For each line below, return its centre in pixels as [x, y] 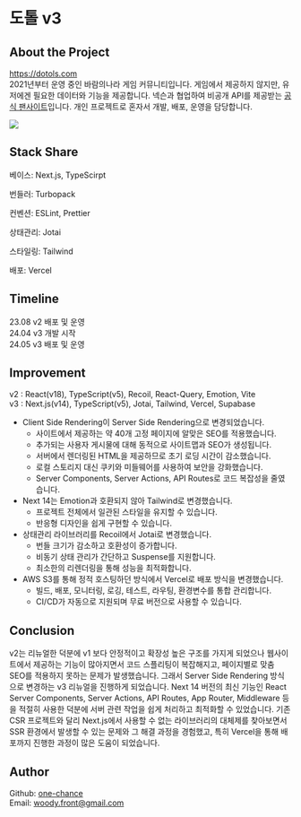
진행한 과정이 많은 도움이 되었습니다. [96, 743]
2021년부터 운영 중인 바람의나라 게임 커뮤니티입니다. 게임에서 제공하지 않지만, [145, 84]
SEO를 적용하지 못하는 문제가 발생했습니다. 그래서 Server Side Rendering [139, 676]
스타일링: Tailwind [41, 251]
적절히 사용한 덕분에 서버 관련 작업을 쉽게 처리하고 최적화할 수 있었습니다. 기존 [155, 709]
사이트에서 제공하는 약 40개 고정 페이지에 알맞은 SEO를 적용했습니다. [156, 434]
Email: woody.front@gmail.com [67, 803]
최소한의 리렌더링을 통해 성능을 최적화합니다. [113, 568]
